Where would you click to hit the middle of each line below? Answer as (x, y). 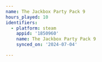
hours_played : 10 (27, 17)
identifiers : (22, 22)
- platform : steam (34, 28)
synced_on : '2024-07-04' (47, 45)
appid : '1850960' (38, 34)
